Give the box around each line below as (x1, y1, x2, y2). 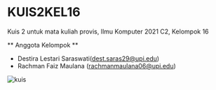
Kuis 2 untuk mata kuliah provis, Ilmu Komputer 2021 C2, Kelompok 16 (7, 27, 209, 36)
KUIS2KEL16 (7, 4, 81, 20)
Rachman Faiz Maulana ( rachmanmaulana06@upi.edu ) (17, 61, 177, 70)
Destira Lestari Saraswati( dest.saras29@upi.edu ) (17, 54, 160, 63)
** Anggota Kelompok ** (7, 40, 79, 49)
